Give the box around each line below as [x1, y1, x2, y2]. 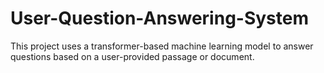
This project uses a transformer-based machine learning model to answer [10, 40, 314, 52]
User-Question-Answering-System [10, 7, 310, 30]
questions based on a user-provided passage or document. [10, 50, 255, 62]
